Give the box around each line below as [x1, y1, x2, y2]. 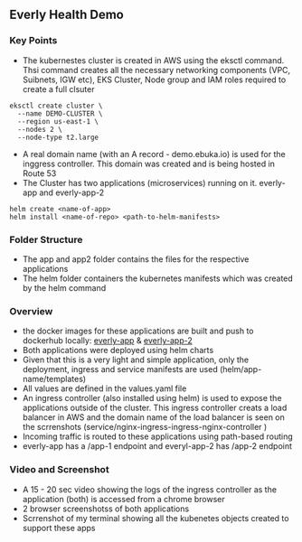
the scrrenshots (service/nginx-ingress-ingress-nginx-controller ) [22, 422, 268, 433]
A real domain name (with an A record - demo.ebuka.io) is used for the [22, 148, 287, 159]
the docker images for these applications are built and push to [22, 325, 254, 337]
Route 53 [22, 167, 57, 179]
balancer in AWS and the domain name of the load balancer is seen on [22, 412, 285, 423]
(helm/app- [220, 364, 262, 375]
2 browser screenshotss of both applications [22, 503, 190, 514]
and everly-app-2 [39, 187, 105, 198]
